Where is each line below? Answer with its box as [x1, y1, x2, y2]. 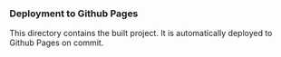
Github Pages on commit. [9, 37, 104, 48]
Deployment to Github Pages [9, 7, 139, 20]
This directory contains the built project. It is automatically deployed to [9, 28, 273, 39]
